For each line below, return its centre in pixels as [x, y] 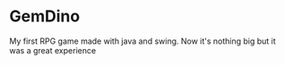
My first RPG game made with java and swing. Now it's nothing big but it [142, 41]
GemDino [45, 16]
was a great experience [53, 50]
